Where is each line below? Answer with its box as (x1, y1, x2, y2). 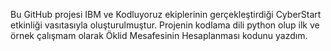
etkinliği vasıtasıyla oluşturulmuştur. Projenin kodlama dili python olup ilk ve (10, 19, 320, 31)
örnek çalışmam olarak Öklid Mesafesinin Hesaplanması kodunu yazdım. (10, 30, 308, 41)
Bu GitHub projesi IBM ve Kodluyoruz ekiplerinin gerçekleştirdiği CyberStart (10, 9, 322, 20)
